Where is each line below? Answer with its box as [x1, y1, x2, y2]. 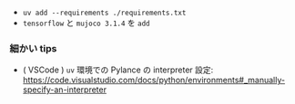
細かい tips [9, 42, 57, 54]
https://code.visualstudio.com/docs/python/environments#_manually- [22, 75, 285, 86]
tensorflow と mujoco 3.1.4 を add [22, 17, 150, 28]
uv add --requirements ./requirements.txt [22, 8, 187, 17]
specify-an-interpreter [22, 84, 107, 95]
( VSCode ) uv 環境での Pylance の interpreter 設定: [22, 64, 214, 75]
